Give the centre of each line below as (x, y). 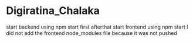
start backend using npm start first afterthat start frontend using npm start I (97, 27)
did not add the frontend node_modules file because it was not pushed (92, 33)
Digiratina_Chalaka (53, 11)
